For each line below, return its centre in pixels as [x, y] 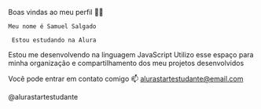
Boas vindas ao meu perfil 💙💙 [56, 12]
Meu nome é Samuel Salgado [52, 27]
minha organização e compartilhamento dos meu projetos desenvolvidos [126, 63]
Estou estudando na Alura [54, 40]
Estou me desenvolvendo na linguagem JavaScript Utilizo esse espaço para [131, 54]
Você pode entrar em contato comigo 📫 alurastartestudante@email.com [126, 79]
